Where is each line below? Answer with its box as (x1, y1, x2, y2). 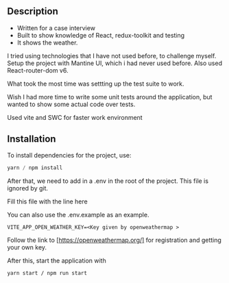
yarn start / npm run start (7, 270, 88, 277)
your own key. (7, 243, 47, 251)
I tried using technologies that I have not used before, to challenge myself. (7, 51, 217, 60)
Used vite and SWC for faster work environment (7, 113, 143, 121)
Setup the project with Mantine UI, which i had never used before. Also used (7, 59, 223, 67)
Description (7, 5, 58, 17)
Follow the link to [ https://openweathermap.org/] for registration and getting (7, 236, 221, 245)
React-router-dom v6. (7, 66, 69, 74)
